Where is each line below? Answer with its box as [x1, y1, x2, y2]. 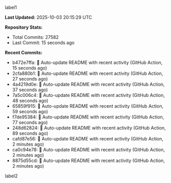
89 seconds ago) [12, 130, 48, 136]
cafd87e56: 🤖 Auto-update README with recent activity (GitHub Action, [12, 136, 164, 141]
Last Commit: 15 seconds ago [12, 39, 75, 46]
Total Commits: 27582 [12, 34, 59, 40]
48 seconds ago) [12, 97, 49, 104]
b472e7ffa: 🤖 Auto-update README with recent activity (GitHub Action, [12, 59, 163, 66]
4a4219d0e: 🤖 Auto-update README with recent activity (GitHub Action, [12, 82, 165, 87]
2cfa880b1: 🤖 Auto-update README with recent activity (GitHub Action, [12, 70, 163, 76]
